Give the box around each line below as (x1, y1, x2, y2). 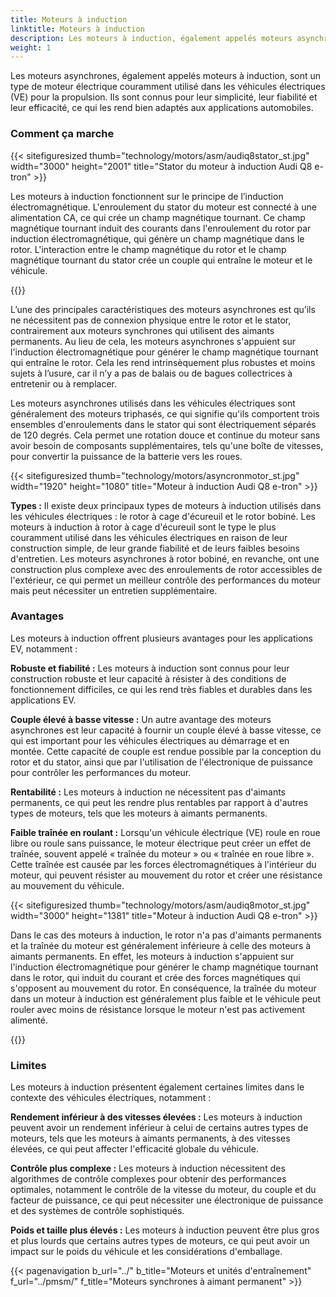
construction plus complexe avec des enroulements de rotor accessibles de (10, 563, 323, 575)
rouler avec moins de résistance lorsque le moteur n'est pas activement (10, 1003, 306, 1015)
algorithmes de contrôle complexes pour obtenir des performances (10, 1173, 287, 1185)
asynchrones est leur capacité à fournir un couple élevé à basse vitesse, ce (10, 724, 322, 736)
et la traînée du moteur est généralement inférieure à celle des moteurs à (10, 939, 312, 951)
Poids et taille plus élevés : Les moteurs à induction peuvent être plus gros (10, 1224, 320, 1236)
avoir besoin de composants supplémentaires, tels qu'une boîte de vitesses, (10, 439, 324, 451)
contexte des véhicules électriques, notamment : (10, 1092, 212, 1104)
